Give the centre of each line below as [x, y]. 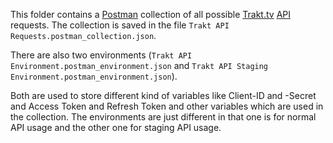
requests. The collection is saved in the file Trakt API [120, 25]
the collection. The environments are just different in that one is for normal [163, 117]
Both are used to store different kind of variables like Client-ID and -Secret [163, 95]
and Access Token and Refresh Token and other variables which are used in [167, 106]
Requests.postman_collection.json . [83, 35]
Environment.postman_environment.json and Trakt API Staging [139, 65]
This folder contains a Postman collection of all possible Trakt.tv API [150, 14]
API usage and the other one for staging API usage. [116, 127]
